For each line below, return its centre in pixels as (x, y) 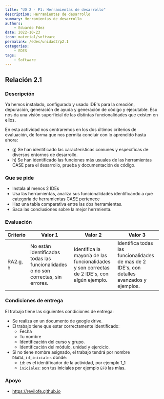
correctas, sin (46, 277)
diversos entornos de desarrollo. (45, 155)
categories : (17, 46)
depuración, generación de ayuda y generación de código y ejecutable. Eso (81, 109)
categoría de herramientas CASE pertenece (56, 199)
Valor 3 (137, 235)
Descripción (20, 94)
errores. (39, 283)
